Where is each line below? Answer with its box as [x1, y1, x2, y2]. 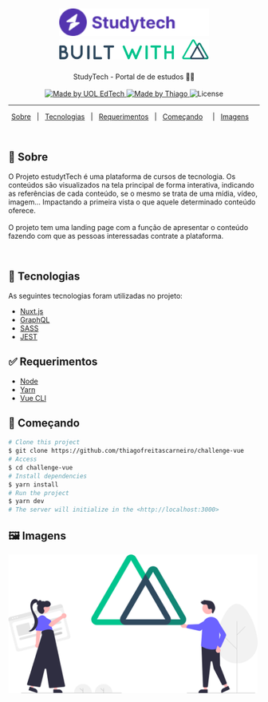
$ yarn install [8, 480, 59, 489]
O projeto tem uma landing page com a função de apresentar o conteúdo [8, 222, 249, 232]
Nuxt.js [19, 306, 44, 315]
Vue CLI [19, 393, 46, 403]
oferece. [8, 205, 36, 215]
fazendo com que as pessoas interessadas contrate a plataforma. [8, 231, 224, 240]
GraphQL [19, 315, 50, 324]
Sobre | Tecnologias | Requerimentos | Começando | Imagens [11, 112, 250, 121]
